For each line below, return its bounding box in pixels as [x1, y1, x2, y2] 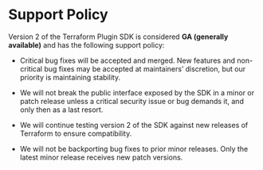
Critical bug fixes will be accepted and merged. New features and [19, 56, 236, 65]
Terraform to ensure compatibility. [19, 129, 132, 138]
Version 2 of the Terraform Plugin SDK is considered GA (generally [8, 32, 229, 41]
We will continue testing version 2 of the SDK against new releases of [19, 120, 249, 129]
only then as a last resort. [19, 105, 104, 114]
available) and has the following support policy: [8, 40, 165, 49]
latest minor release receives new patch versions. [19, 153, 183, 162]
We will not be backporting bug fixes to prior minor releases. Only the [19, 144, 249, 153]
